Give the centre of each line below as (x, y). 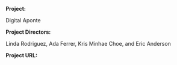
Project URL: (21, 55)
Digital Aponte (23, 20)
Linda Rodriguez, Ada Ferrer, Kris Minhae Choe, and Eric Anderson (88, 44)
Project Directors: (28, 32)
